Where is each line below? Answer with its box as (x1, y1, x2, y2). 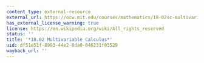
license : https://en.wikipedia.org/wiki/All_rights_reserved (6, 25, 165, 32)
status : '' (6, 31, 34, 37)
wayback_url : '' (6, 48, 47, 54)
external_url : (6, 14, 42, 20)
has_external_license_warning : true (6, 20, 99, 26)
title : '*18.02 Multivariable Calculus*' (6, 37, 113, 43)
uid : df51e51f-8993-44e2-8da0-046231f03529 (6, 43, 118, 49)
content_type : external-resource (6, 8, 91, 15)
